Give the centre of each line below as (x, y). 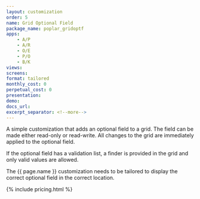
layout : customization (34, 12)
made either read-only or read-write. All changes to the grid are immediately (100, 135)
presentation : (24, 95)
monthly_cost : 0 (26, 85)
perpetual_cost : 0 (29, 90)
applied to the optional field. (41, 142)
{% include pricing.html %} (39, 189)
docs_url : (19, 106)
